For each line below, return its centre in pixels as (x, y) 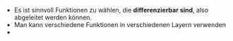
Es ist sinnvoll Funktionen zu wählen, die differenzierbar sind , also (111, 10)
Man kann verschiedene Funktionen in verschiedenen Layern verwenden (120, 25)
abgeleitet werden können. (53, 17)
